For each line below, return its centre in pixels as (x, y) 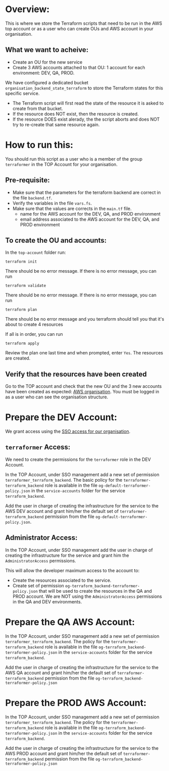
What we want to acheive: (47, 50)
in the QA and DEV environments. (47, 601)
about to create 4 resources (34, 325)
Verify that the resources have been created (76, 374)
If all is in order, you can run (34, 334)
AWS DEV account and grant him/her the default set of (62, 511)
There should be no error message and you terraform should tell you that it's (85, 319)
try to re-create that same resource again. (56, 124)
